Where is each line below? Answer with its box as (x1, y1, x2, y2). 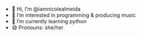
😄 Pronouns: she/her (11, 24, 63, 31)
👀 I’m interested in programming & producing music (11, 12, 136, 19)
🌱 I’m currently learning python (11, 18, 87, 24)
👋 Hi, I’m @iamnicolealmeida (11, 6, 81, 12)
